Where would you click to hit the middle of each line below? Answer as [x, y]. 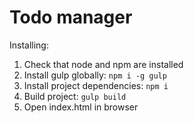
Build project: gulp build [75, 96]
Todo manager [71, 17]
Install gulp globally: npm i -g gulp [95, 75]
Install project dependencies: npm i [96, 85]
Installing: [29, 45]
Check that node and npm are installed [103, 64]
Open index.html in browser [81, 107]
